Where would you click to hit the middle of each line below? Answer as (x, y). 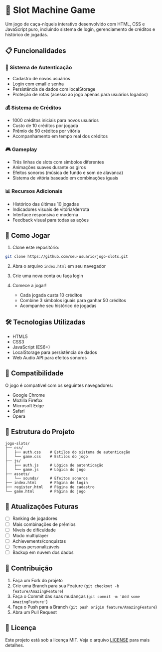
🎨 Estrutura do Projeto (40, 432)
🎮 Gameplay (21, 149)
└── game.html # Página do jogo (45, 491)
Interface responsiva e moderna (45, 214)
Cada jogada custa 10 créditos (51, 295)
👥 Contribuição (29, 569)
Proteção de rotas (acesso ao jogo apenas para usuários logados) (80, 94)
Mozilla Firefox (27, 400)
